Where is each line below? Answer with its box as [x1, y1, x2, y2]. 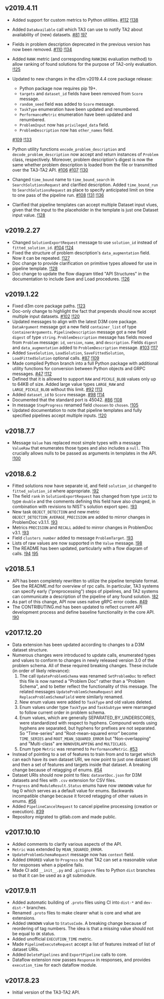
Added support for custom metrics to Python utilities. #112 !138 [12, 17, 139, 23]
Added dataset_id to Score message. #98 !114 [12, 392, 105, 398]
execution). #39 [12, 809, 44, 814]
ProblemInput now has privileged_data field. [19, 122, 109, 128]
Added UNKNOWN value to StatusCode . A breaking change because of [12, 920, 147, 926]
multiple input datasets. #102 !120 [12, 314, 80, 320]
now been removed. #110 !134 [12, 46, 72, 52]
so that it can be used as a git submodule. [12, 872, 97, 878]
